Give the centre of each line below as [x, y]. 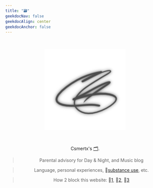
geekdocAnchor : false [28, 27]
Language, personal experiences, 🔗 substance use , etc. [91, 170]
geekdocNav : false [25, 16]
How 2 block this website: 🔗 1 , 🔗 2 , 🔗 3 [91, 180]
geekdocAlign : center [28, 21]
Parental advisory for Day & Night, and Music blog [91, 161]
